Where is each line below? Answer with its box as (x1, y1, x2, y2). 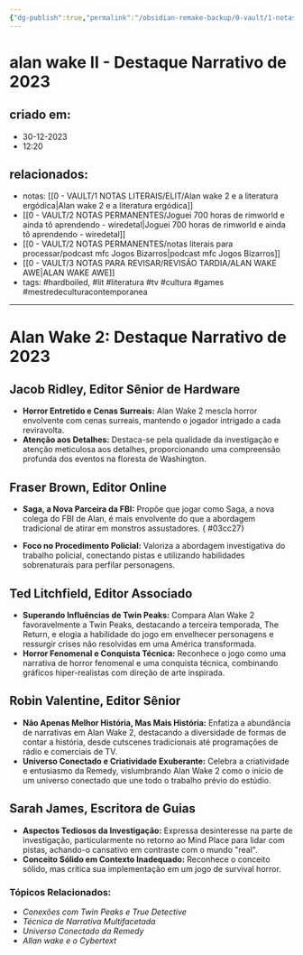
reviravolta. (22, 425, 65, 436)
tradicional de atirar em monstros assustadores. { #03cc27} (22, 523, 245, 533)
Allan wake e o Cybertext (22, 935, 117, 946)
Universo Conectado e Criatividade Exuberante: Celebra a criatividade (22, 756, 290, 766)
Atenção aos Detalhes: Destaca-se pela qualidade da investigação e (22, 434, 280, 445)
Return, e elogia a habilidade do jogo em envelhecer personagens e (22, 629, 274, 640)
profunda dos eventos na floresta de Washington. (22, 453, 207, 465)
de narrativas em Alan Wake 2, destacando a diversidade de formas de (22, 727, 287, 737)
